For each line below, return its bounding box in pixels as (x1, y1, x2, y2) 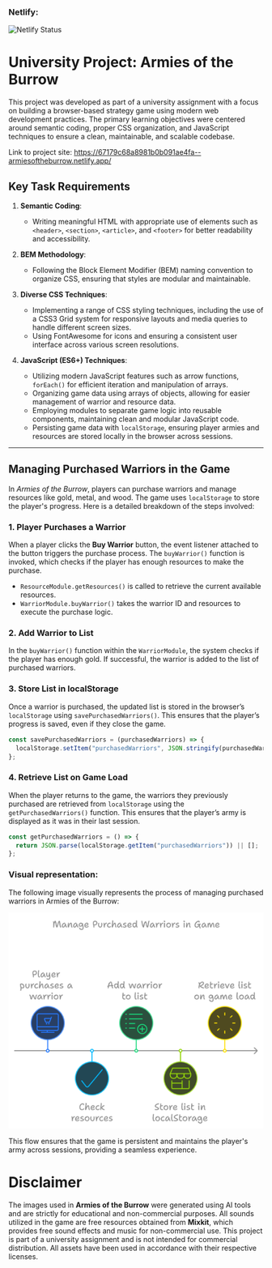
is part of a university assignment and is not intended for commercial (8, 1235, 238, 1245)
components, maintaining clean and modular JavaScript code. (32, 414, 240, 424)
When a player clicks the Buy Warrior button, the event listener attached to (8, 540, 259, 549)
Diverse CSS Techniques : (19, 290, 108, 300)
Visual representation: (8, 869, 99, 881)
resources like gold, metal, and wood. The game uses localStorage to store (8, 493, 260, 502)
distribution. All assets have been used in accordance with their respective (8, 1243, 257, 1253)
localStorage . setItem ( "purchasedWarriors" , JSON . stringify (15, 744, 219, 752)
